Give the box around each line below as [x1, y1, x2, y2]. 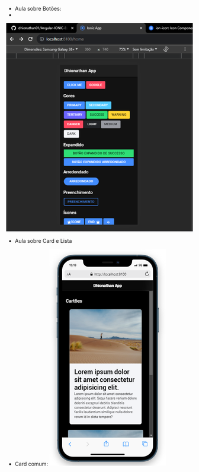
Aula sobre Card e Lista [14, 237, 72, 244]
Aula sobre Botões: [14, 5, 62, 12]
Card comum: [14, 460, 49, 467]
